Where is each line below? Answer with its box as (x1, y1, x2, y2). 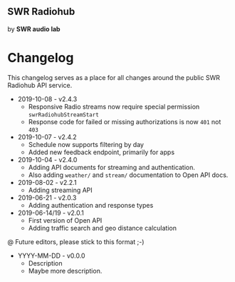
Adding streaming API (28, 186, 93, 194)
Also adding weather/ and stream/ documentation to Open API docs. (28, 171, 229, 179)
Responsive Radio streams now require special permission (28, 102, 200, 111)
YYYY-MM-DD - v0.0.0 (17, 251, 85, 260)
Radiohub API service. (7, 81, 73, 89)
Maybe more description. (28, 266, 103, 275)
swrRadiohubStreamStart (28, 111, 100, 119)
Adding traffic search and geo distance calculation (28, 223, 177, 232)
